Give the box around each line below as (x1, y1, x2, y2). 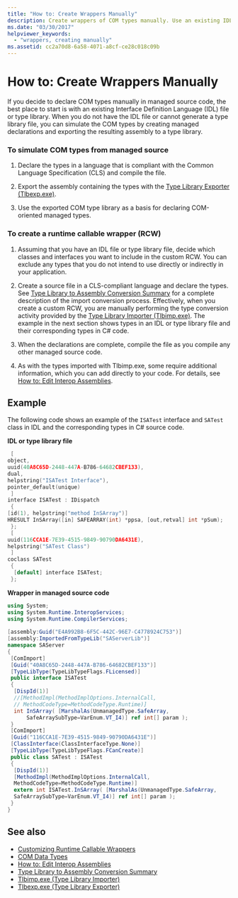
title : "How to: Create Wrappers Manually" (7, 10, 138, 18)
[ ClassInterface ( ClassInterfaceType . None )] (10, 741, 141, 748)
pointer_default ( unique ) (7, 483, 81, 491)
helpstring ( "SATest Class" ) (7, 542, 91, 550)
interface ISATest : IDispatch (7, 496, 100, 504)
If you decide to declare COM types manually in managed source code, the (7, 97, 227, 106)
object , (7, 457, 30, 465)
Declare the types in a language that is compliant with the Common (17, 161, 214, 170)
